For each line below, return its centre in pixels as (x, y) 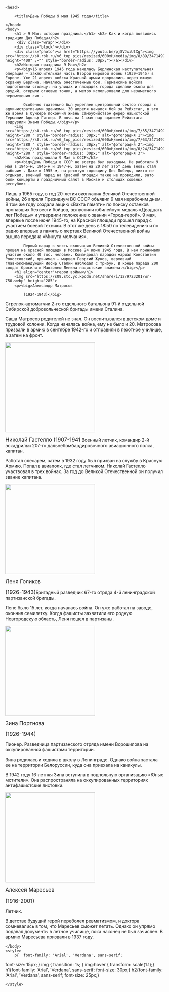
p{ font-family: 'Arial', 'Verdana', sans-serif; (68, 955)
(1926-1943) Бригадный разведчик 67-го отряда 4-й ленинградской (80, 592)
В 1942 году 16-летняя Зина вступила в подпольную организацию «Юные (84, 775)
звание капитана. (24, 477)
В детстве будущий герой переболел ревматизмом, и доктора (72, 921)
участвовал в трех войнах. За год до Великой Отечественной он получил (84, 471)
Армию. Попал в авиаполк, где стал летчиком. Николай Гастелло (75, 466)
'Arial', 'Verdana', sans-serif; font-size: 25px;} (52, 975)
